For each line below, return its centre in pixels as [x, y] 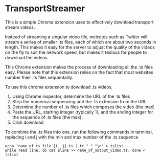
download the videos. [27, 57]
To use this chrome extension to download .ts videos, [59, 87]
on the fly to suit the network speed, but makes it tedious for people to [76, 52]
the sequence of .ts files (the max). [47, 117]
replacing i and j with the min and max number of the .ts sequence [72, 137]
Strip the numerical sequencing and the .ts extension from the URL [79, 101]
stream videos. [20, 27]
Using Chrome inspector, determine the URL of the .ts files [71, 96]
